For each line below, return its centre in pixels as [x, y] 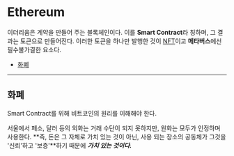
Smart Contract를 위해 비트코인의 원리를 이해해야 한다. [82, 113]
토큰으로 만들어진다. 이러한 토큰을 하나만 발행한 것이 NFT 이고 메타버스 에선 [121, 41]
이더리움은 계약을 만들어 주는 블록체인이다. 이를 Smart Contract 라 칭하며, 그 [111, 32]
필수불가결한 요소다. [34, 49]
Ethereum [36, 12]
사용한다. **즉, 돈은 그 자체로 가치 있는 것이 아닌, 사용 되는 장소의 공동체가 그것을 [117, 136]
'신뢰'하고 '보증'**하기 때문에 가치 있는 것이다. [70, 145]
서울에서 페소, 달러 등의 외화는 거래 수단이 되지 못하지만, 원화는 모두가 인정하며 [114, 128]
